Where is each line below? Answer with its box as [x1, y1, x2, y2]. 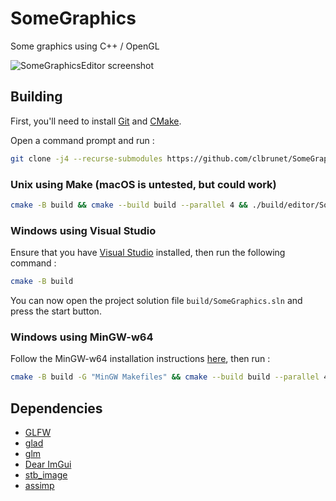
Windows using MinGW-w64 [10, 330, 154, 344]
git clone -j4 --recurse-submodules [10, 153, 163, 164]
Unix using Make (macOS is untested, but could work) [10, 177, 277, 191]
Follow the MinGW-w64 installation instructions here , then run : [10, 353, 271, 365]
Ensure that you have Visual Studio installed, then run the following [10, 247, 286, 259]
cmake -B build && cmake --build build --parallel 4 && [10, 200, 248, 210]
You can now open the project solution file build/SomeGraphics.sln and [10, 294, 303, 306]
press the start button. [10, 305, 102, 317]
